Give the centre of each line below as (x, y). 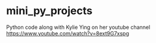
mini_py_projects (49, 11)
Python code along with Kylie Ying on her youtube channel (78, 27)
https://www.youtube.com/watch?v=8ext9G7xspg (68, 33)
